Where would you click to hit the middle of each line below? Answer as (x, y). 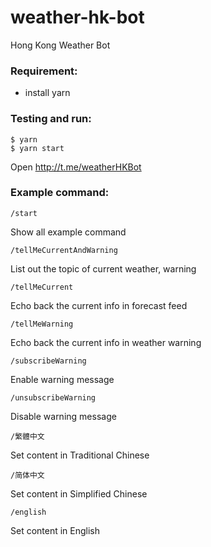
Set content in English (55, 530)
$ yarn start (37, 148)
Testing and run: (51, 119)
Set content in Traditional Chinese (80, 455)
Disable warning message (63, 416)
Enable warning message (62, 379)
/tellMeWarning (42, 324)
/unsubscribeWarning (53, 397)
